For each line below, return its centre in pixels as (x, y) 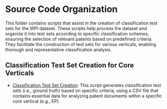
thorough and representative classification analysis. (58, 49)
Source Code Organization (61, 9)
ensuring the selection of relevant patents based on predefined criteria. (79, 39)
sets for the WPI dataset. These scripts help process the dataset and (76, 28)
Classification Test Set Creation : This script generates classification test (87, 85)
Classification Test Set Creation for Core (70, 65)
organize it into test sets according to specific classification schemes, (77, 33)
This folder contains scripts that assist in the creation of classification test (81, 23)
